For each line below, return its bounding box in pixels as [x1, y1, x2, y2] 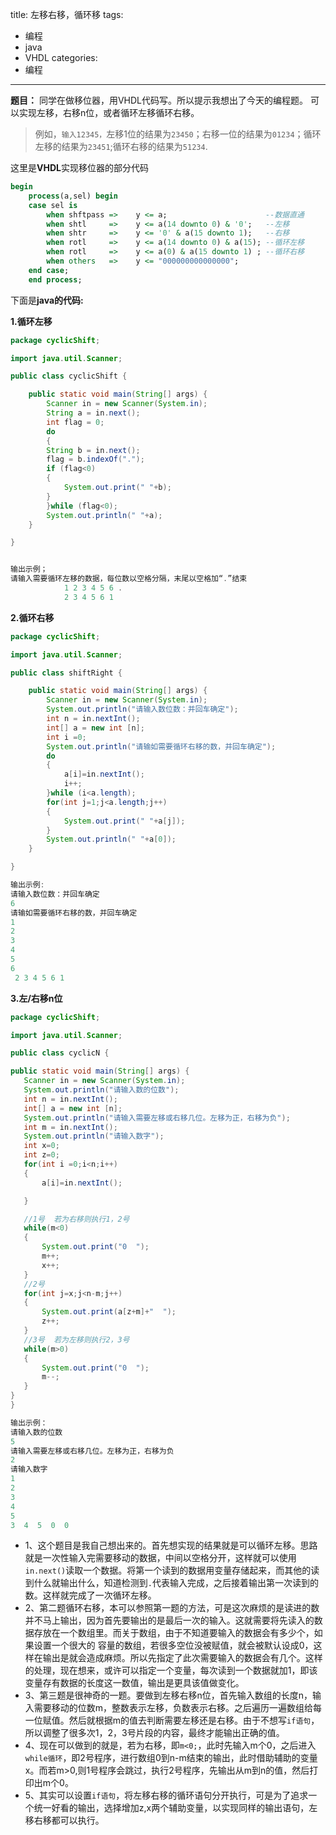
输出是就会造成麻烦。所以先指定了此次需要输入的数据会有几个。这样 [42, 1652, 323, 1664]
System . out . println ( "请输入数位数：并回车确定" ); [46, 704, 239, 715]
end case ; [28, 265, 70, 275]
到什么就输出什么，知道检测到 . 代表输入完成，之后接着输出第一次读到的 [24, 1577, 319, 1589]
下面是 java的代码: [10, 294, 84, 306]
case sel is [28, 200, 78, 210]
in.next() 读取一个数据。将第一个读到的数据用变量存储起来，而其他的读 [24, 1564, 320, 1577]
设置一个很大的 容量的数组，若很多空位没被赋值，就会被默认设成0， [33, 1639, 314, 1652]
